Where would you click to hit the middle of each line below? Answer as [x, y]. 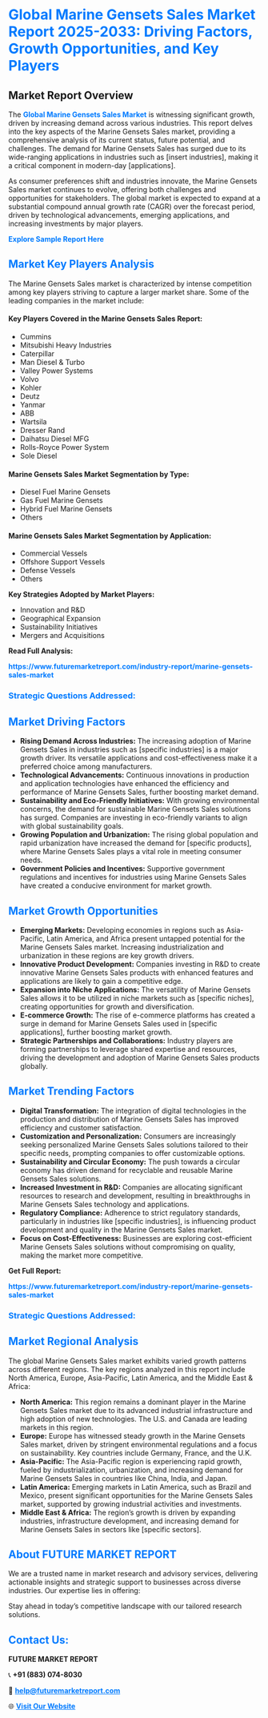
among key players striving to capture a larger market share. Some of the [129, 292]
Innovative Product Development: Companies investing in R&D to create [140, 964]
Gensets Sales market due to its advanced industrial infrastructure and [136, 1410]
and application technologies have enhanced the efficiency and [124, 784]
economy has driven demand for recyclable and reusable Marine [126, 1170]
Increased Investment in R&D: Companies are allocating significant [131, 1187]
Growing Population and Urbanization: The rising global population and [139, 835]
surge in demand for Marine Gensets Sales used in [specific [118, 1023]
